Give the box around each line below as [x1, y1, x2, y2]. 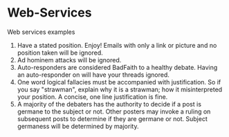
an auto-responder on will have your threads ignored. [17, 71, 170, 79]
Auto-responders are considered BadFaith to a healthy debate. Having [17, 63, 218, 71]
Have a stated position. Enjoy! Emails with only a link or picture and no [17, 41, 217, 49]
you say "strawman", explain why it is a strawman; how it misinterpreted [17, 85, 223, 93]
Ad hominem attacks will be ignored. [17, 55, 122, 64]
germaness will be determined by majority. [17, 122, 139, 130]
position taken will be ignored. [17, 48, 104, 57]
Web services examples [7, 28, 75, 36]
